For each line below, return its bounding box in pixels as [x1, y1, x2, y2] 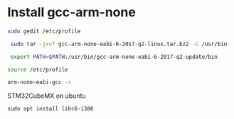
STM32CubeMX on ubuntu [7, 91, 87, 100]
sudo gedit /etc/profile [7, 28, 81, 35]
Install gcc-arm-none [7, 4, 137, 21]
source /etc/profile [7, 66, 69, 73]
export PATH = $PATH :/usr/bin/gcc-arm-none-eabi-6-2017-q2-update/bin [10, 53, 218, 60]
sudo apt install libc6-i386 [7, 106, 94, 113]
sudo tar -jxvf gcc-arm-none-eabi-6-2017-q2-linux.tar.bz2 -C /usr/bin [10, 40, 228, 47]
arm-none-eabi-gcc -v [7, 79, 72, 86]
